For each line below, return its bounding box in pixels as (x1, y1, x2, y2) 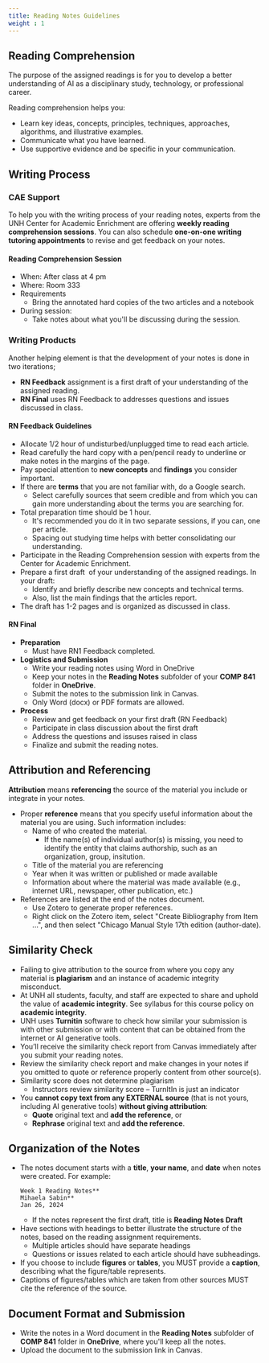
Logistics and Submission (19, 655, 108, 664)
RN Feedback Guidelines (8, 421, 92, 431)
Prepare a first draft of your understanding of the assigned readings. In (19, 567, 257, 577)
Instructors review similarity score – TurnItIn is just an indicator (31, 1084, 239, 1094)
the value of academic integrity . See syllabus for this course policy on (19, 999, 255, 1008)
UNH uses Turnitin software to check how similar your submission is (19, 1016, 247, 1025)
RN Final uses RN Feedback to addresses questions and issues (19, 394, 230, 404)
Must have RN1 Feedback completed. (31, 646, 156, 655)
